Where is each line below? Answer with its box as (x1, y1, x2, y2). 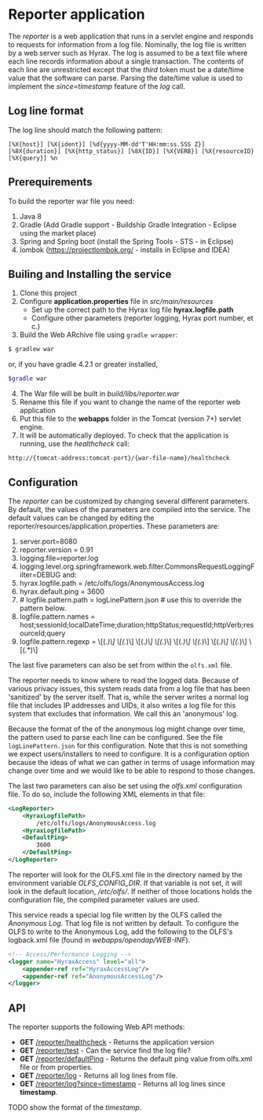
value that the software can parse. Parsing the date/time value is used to (8, 73, 243, 82)
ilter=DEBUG (19, 569, 61, 579)
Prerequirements (8, 175, 93, 189)
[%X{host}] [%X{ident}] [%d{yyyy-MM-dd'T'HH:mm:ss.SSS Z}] (8, 140, 206, 148)
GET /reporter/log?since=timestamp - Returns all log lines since (19, 1079, 226, 1089)
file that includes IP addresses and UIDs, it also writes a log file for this (8, 701, 236, 710)
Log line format (8, 104, 84, 118)
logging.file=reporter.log (19, 553, 99, 562)
